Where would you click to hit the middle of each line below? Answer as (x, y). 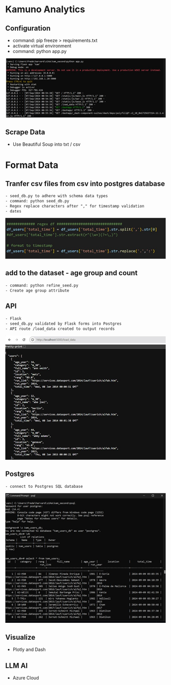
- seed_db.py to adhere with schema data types (57, 196)
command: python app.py (40, 51)
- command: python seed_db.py (37, 201)
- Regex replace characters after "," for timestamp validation (75, 206)
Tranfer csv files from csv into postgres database (85, 184)
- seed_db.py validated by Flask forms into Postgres (64, 324)
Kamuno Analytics (45, 9)
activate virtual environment (42, 46)
